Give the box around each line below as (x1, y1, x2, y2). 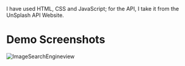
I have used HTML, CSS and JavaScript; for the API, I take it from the (6, 5, 179, 12)
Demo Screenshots (6, 33, 106, 47)
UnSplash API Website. (6, 12, 64, 19)
